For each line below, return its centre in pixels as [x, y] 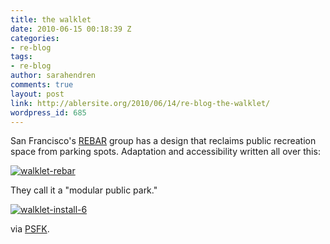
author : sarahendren [53, 76]
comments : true [42, 85]
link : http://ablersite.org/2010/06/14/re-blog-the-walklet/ [140, 103]
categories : [35, 38]
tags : [21, 57]
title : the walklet [51, 19]
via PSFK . [30, 229]
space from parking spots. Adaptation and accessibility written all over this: [165, 152]
